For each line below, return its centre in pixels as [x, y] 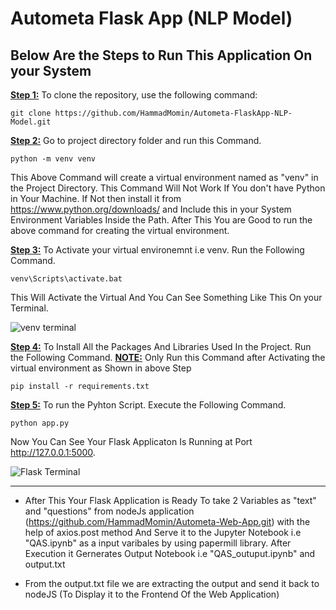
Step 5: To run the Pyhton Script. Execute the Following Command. [148, 405]
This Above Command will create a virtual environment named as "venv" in [164, 177]
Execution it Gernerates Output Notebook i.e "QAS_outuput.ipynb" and [170, 553]
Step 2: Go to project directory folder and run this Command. [136, 140]
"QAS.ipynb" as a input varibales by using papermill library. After [158, 543]
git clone [31, 113]
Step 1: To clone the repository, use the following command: [134, 95]
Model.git [31, 122]
